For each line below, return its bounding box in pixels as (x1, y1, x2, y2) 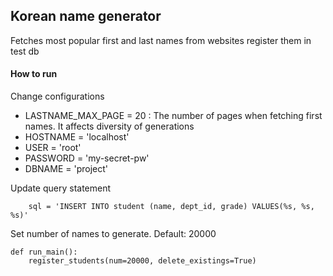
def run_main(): (10, 247, 78, 258)
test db (10, 45, 40, 57)
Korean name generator (10, 8, 162, 25)
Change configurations (10, 90, 105, 103)
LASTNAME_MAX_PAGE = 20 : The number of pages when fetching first (24, 110, 323, 122)
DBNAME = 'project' (24, 163, 108, 175)
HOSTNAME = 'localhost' (24, 131, 130, 143)
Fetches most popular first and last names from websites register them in (10, 34, 312, 46)
